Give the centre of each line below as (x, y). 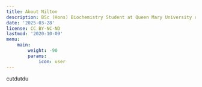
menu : (13, 39)
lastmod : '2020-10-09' (35, 34)
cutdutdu (17, 79)
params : (37, 56)
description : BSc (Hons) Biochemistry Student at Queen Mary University (99, 17)
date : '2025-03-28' (31, 23)
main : (24, 45)
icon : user (52, 61)
